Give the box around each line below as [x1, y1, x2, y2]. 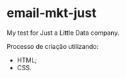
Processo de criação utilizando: [6, 42, 99, 50]
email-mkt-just [6, 5, 97, 21]
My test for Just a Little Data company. [6, 28, 120, 37]
